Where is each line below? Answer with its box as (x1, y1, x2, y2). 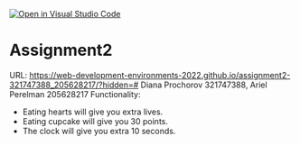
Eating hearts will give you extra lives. (22, 106, 164, 117)
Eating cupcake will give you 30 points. (22, 115, 169, 126)
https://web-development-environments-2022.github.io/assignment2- (29, 69, 291, 80)
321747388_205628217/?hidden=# (9, 79, 139, 90)
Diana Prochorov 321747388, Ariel (140, 79, 268, 90)
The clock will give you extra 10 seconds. (22, 125, 176, 136)
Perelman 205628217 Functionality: (9, 88, 141, 99)
